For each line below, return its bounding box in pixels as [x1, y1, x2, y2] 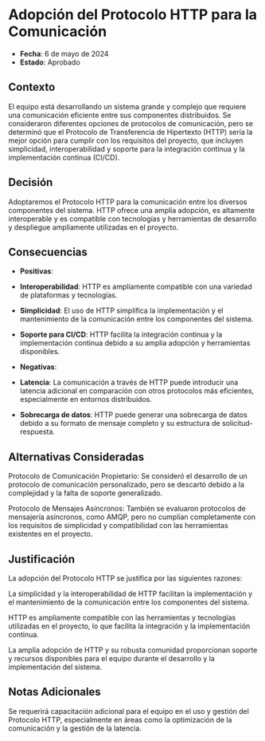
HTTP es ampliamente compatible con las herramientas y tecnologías [8, 613, 236, 622]
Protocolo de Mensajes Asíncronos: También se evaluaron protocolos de [8, 504, 247, 514]
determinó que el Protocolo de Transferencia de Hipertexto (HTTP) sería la [8, 127, 253, 136]
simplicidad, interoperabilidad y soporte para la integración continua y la [8, 144, 245, 153]
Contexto [8, 81, 56, 94]
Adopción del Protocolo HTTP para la [8, 6, 257, 24]
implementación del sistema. [8, 662, 102, 672]
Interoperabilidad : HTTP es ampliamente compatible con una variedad [19, 282, 252, 292]
